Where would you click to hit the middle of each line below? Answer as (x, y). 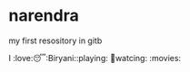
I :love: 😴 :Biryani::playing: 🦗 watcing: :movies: (95, 58)
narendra (44, 16)
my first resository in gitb (55, 40)
